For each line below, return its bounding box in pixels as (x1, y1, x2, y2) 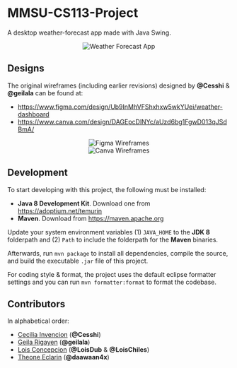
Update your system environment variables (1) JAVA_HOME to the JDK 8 (7, 227, 210, 236)
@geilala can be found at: (7, 88, 83, 97)
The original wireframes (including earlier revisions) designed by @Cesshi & (7, 81, 230, 90)
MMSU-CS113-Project (7, 5, 139, 21)
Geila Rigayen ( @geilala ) (17, 338, 91, 347)
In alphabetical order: (7, 316, 69, 326)
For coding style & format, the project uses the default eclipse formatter (7, 270, 216, 278)
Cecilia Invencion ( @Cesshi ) (17, 331, 101, 339)
